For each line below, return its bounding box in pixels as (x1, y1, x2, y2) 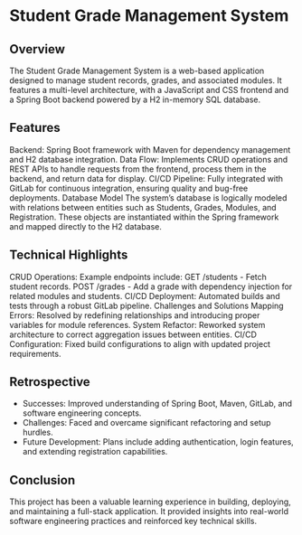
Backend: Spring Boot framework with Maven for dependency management (9, 144, 291, 155)
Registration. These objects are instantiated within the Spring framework (9, 211, 279, 222)
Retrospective (9, 374, 90, 390)
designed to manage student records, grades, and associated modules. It (9, 75, 282, 86)
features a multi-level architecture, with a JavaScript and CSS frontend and (9, 85, 289, 95)
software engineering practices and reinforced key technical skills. (9, 516, 258, 527)
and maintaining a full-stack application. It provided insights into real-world (9, 506, 289, 517)
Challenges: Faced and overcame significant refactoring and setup (22, 418, 271, 428)
